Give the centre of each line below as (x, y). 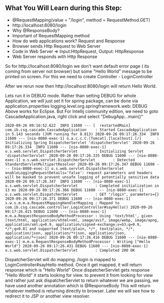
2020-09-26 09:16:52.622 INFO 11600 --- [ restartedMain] (68, 125)
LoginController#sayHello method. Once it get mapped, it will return (73, 265)
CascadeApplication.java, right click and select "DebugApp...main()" (74, 116)
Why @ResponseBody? (36, 30)
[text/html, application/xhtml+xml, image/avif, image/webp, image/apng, (82, 220)
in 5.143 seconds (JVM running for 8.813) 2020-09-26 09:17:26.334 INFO (82, 134)
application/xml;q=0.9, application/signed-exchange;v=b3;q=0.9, (73, 224)
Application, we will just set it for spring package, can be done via (72, 101)
